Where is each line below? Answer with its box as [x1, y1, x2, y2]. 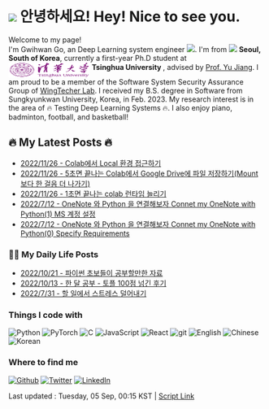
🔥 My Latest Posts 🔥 [8, 136, 113, 150]
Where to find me [8, 357, 79, 368]
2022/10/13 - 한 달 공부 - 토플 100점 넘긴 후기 [20, 278, 167, 289]
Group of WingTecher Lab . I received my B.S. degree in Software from [8, 85, 243, 95]
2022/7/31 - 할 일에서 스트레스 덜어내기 [20, 289, 147, 298]
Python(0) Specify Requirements [20, 228, 130, 238]
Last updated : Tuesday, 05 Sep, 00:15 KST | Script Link [8, 391, 195, 401]
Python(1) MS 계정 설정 [20, 209, 96, 219]
